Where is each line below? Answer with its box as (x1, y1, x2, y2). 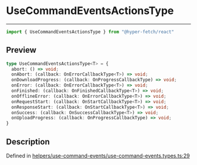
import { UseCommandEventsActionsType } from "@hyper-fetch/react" (6, 29, 175, 35)
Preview (6, 45, 37, 55)
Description (6, 136, 50, 147)
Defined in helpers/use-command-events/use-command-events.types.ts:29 (6, 152, 190, 159)
